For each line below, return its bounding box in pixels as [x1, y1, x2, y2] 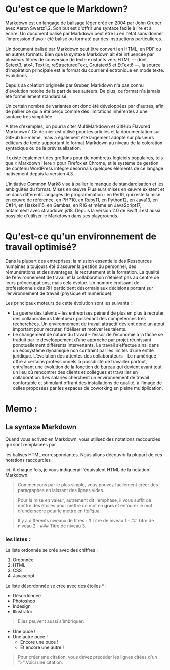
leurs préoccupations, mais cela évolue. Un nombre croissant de [5, 279, 140, 286]
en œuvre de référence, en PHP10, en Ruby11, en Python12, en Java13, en [5, 197, 158, 203]
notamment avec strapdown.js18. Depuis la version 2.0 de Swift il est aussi [5, 207, 161, 213]
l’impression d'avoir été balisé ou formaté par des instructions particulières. [5, 36, 163, 42]
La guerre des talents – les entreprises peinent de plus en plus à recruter [12, 309, 164, 316]
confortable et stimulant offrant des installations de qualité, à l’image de [12, 380, 162, 386]
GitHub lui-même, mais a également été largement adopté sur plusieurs [5, 134, 154, 140]
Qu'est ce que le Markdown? [5, 3, 128, 15]
